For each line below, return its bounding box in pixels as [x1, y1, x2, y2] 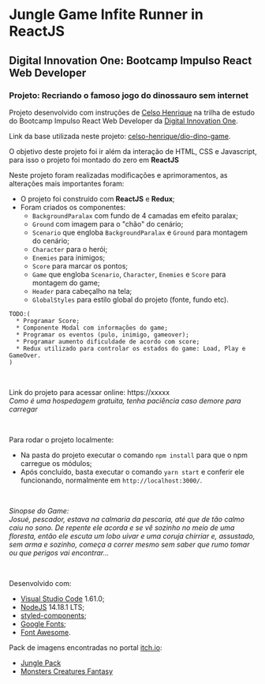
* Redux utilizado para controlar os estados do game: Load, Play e [16, 344, 246, 352]
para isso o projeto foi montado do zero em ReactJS [9, 155, 180, 164]
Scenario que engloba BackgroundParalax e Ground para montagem [32, 227, 248, 237]
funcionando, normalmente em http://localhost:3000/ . [20, 475, 203, 485]
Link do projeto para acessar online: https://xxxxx [9, 387, 170, 396]
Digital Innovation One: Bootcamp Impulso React [9, 54, 252, 67]
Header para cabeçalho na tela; [32, 286, 132, 295]
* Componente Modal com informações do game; [16, 324, 169, 332]
